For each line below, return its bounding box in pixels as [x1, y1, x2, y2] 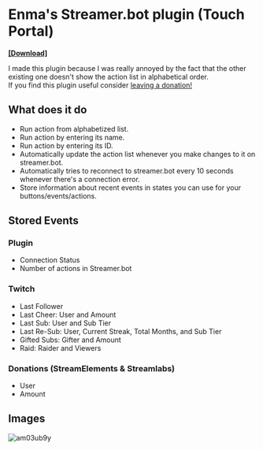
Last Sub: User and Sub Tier [19, 318, 112, 328]
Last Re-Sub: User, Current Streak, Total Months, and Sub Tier [19, 326, 222, 336]
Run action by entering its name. [19, 132, 125, 142]
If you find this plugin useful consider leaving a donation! [8, 80, 193, 90]
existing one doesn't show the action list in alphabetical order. [8, 72, 209, 81]
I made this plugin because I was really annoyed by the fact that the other [8, 63, 246, 73]
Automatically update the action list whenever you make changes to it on [19, 149, 256, 158]
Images [8, 412, 46, 426]
